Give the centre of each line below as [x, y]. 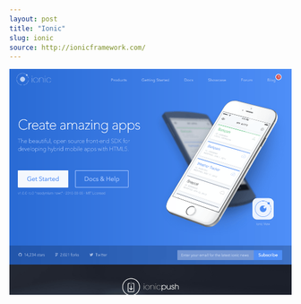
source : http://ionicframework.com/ [77, 48]
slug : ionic [31, 38]
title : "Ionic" [38, 28]
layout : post [34, 19]
